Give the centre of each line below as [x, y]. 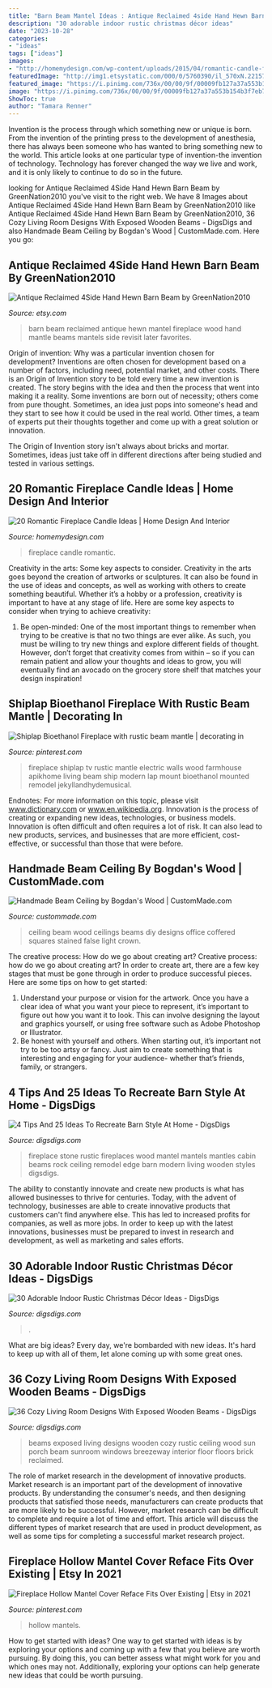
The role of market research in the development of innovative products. [127, 1476]
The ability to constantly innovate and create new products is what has [126, 1189]
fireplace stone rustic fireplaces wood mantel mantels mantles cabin [142, 1156]
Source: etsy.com [38, 313]
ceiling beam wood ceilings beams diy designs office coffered [132, 932]
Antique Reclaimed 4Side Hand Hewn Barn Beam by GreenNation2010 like [132, 205]
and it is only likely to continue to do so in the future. [96, 173]
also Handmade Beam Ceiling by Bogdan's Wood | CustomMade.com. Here [134, 231]
